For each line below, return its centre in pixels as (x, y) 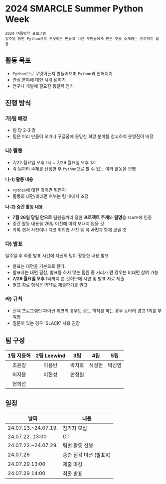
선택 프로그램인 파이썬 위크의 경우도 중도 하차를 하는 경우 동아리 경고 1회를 (84, 311)
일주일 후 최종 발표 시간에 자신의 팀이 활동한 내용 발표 (57, 256)
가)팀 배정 (16, 119)
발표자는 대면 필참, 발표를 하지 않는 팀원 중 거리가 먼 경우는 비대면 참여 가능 (85, 272)
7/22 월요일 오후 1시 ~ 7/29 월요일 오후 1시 (54, 162)
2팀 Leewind (51, 356)
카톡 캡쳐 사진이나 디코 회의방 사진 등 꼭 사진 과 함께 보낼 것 (70, 230)
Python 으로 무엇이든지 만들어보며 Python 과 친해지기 (63, 73)
